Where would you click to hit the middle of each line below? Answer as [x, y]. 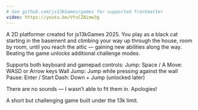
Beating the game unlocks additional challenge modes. [73, 53]
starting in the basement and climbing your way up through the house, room [99, 40]
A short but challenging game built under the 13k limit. [72, 100]
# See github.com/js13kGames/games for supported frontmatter [85, 12]
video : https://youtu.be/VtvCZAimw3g [53, 17]
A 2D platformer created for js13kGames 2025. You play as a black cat [92, 34]
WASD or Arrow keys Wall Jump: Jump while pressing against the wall [92, 71]
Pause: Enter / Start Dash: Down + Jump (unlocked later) [76, 77]
